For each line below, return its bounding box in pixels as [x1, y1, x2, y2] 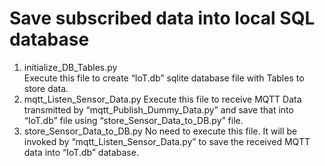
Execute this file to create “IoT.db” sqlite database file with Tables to [23, 72, 305, 84]
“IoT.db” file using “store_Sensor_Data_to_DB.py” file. [23, 114, 244, 126]
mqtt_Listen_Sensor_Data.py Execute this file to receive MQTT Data [23, 93, 302, 105]
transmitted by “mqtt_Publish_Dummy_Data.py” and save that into [23, 103, 294, 116]
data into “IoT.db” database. [23, 146, 139, 158]
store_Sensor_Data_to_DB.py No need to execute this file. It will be [23, 125, 298, 137]
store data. [23, 82, 69, 94]
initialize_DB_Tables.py [23, 61, 118, 73]
